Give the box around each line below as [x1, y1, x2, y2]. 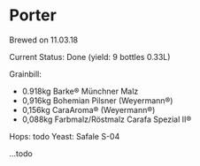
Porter [9, 5, 58, 26]
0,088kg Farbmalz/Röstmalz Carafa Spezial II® [21, 114, 192, 124]
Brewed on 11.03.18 [9, 34, 78, 45]
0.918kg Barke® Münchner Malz [21, 86, 139, 96]
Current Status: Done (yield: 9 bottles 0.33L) [9, 51, 171, 62]
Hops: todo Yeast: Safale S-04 [9, 131, 120, 141]
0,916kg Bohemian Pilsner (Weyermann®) [21, 94, 173, 106]
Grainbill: [9, 68, 42, 79]
